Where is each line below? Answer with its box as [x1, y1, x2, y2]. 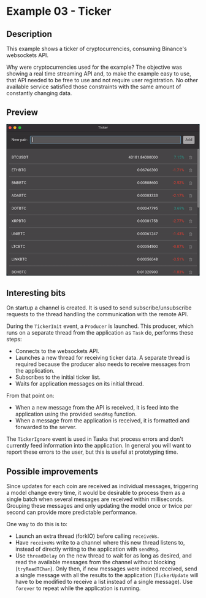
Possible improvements [6, 466, 99, 476]
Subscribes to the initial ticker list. [15, 373, 101, 381]
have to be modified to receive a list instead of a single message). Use [15, 578, 193, 586]
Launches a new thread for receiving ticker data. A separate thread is [15, 354, 191, 362]
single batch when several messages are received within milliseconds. [6, 495, 184, 503]
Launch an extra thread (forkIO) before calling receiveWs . [15, 532, 159, 540]
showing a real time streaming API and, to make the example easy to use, [6, 70, 191, 77]
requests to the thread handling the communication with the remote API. [6, 311, 189, 318]
